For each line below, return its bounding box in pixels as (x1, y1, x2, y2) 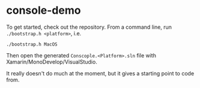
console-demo (6, 4, 81, 17)
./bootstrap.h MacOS (6, 41, 58, 47)
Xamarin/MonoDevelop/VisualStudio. (6, 58, 97, 65)
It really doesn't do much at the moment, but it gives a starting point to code (6, 69, 195, 77)
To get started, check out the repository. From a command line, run (6, 23, 172, 31)
